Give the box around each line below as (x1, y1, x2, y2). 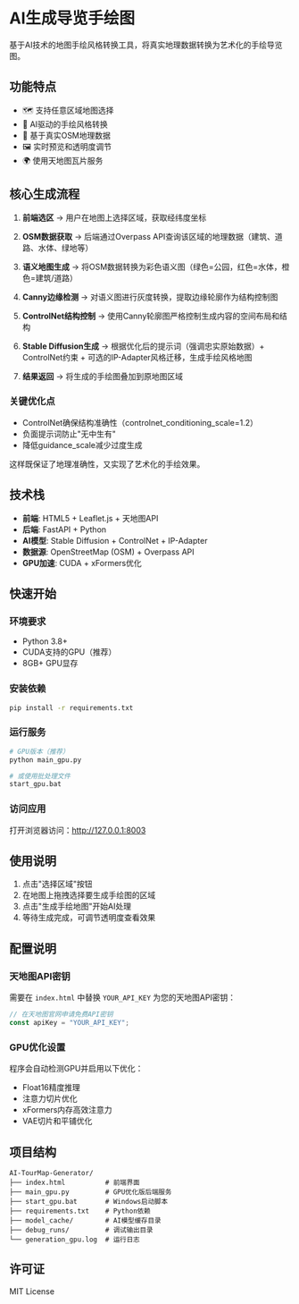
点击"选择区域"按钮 (21, 878, 93, 890)
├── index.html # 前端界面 (9, 1178, 140, 1187)
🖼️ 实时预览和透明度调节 (21, 140, 112, 152)
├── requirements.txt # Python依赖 (9, 1207, 151, 1215)
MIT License (9, 1285, 55, 1297)
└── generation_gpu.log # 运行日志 (9, 1235, 140, 1244)
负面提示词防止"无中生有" (21, 428, 116, 439)
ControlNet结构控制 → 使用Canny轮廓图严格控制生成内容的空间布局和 (21, 310, 279, 321)
